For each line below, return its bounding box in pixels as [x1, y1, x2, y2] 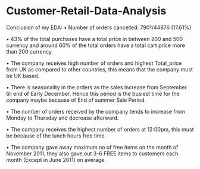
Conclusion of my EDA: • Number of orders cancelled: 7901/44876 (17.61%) [6, 24, 192, 31]
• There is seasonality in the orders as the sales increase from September [6, 83, 187, 90]
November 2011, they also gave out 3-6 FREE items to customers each [6, 150, 179, 157]
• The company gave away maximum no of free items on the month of [6, 143, 179, 151]
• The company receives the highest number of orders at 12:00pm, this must [6, 126, 194, 133]
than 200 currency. [6, 48, 54, 55]
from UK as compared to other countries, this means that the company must [6, 65, 193, 73]
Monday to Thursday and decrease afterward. [6, 114, 119, 121]
